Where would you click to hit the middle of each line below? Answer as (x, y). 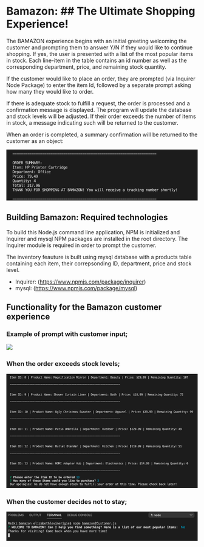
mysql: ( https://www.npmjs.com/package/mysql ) (76, 288)
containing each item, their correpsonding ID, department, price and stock (99, 263)
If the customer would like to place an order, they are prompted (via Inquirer (101, 78)
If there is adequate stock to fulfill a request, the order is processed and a (98, 103)
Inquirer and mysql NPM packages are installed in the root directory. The (97, 239)
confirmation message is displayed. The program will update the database (99, 110)
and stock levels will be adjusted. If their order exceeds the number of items (101, 116)
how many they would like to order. (50, 91)
